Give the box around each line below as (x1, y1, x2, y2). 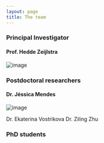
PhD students (6, 130, 46, 138)
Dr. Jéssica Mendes (6, 91, 56, 98)
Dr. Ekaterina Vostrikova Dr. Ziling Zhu (6, 115, 99, 122)
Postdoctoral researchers (6, 76, 81, 84)
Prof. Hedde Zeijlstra (6, 48, 58, 56)
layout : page (6, 8, 38, 15)
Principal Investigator (6, 34, 69, 42)
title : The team (6, 14, 46, 20)
